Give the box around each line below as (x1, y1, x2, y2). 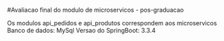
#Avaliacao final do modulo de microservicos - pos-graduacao (7, 6, 184, 14)
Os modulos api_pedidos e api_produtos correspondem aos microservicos (7, 19, 217, 27)
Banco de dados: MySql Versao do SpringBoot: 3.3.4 (7, 27, 156, 34)
